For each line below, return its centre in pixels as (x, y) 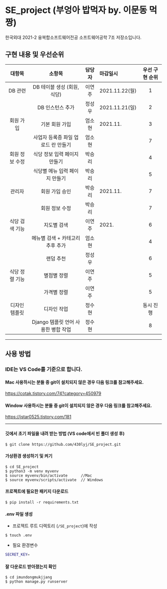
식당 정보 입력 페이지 (56, 154)
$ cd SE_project (22, 467)
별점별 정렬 (56, 275)
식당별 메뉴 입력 (51, 171)
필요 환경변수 (25, 545)
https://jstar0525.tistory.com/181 (38, 417)
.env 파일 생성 (19, 514)
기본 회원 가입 (56, 124)
